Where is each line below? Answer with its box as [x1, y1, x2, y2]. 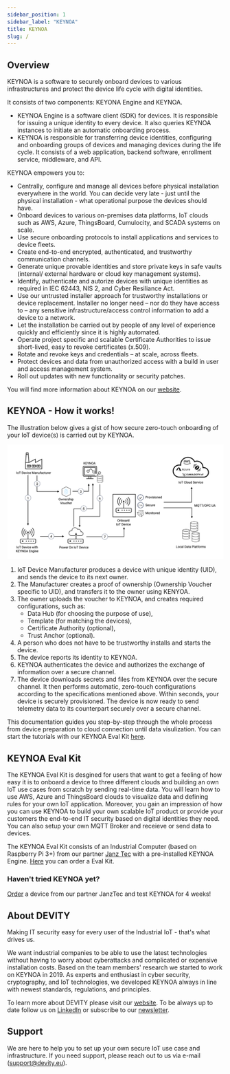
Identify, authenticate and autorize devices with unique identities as [16, 277, 208, 286]
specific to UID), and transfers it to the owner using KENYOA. [16, 588, 190, 596]
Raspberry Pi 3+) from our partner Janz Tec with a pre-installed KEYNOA [7, 850, 214, 858]
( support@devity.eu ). [7, 1058, 67, 1066]
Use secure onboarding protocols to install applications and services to [16, 233, 219, 241]
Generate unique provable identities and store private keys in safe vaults [16, 262, 222, 271]
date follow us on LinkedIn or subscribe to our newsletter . [7, 1006, 170, 1014]
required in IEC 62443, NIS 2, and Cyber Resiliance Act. [16, 284, 175, 292]
